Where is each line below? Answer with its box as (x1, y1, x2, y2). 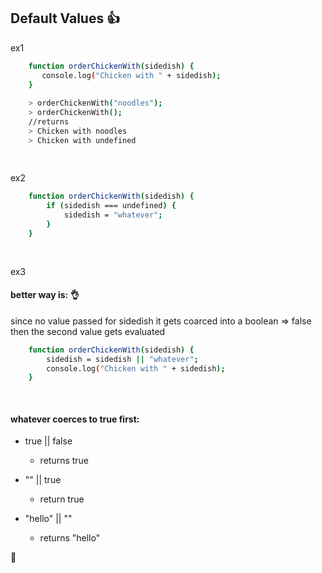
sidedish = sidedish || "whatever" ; (46, 354, 199, 364)
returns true (39, 455, 90, 467)
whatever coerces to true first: (10, 413, 140, 425)
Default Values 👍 (10, 10, 121, 27)
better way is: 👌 (10, 289, 80, 301)
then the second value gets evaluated (10, 325, 166, 337)
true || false (24, 435, 73, 447)
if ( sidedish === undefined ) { (46, 201, 177, 211)
